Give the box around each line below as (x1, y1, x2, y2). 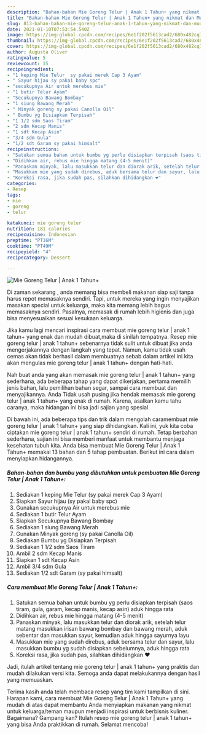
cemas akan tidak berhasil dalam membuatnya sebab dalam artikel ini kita (7, 353, 193, 360)
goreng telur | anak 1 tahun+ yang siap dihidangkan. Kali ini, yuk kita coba (7, 422, 193, 430)
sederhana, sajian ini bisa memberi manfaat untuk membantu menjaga (7, 435, 185, 443)
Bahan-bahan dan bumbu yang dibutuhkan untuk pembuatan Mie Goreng (7, 468, 200, 476)
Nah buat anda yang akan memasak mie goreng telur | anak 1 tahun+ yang (7, 371, 195, 379)
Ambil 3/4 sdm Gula (15, 563, 66, 570)
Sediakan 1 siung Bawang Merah (15, 524, 99, 531)
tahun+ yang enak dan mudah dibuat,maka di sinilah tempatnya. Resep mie (7, 333, 197, 341)
